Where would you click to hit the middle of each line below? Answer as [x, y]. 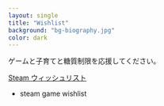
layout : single [33, 15]
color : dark [28, 38]
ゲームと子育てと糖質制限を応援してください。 [84, 61]
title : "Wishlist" [38, 23]
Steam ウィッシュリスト [48, 78]
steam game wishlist [53, 94]
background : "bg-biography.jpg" [61, 30]
